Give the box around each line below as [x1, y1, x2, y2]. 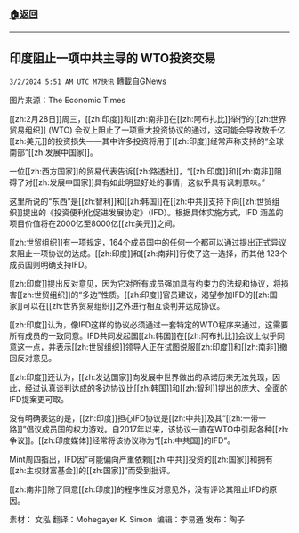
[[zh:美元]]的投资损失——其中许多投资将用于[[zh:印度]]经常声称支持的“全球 [9, 136, 285, 147]
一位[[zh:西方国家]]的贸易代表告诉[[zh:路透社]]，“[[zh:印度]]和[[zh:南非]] [9, 166, 275, 177]
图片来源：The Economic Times [9, 95, 126, 106]
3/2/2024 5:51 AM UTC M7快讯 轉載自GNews [9, 76, 167, 86]
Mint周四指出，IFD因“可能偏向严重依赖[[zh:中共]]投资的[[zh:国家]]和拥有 [9, 454, 274, 464]
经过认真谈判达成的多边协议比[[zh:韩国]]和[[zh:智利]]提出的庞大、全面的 [24, 383, 288, 393]
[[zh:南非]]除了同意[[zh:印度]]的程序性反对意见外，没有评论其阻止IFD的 [9, 484, 270, 495]
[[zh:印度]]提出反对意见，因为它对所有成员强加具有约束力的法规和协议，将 [9, 279, 282, 289]
